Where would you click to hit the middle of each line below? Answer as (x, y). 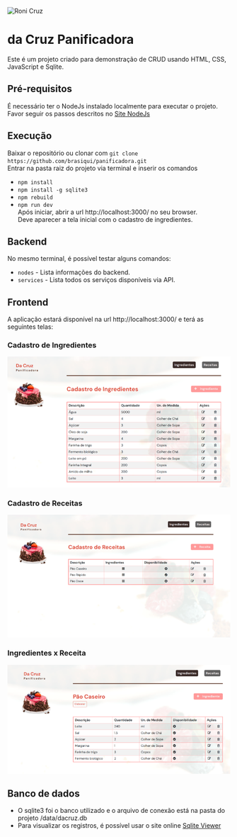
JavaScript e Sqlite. (36, 67)
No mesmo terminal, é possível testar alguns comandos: (89, 259)
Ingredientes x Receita (47, 653)
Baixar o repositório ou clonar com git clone (73, 153)
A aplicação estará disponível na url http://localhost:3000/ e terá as (105, 320)
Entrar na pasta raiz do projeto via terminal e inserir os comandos (103, 168)
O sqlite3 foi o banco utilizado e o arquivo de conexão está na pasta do (121, 811)
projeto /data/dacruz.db (52, 818)
